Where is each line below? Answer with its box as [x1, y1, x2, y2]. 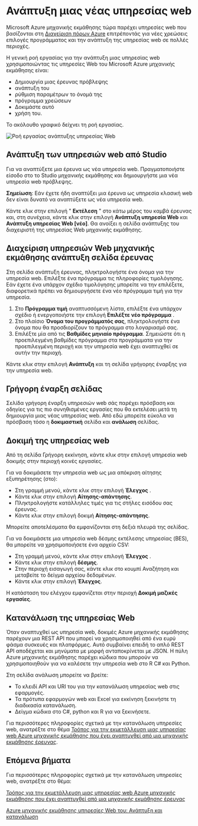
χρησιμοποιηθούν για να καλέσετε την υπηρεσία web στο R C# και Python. [6, 660, 191, 667]
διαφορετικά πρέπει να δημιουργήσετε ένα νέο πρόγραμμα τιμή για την [6, 287, 183, 294]
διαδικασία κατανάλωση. [14, 702, 77, 709]
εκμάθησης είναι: [6, 66, 49, 73]
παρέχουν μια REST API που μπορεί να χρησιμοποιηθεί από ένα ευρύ [6, 635, 176, 642]
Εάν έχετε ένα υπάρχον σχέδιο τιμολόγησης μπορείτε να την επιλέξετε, [6, 281, 184, 288]
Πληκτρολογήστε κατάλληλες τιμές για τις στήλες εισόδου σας [14, 499, 173, 507]
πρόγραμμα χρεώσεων [14, 97, 72, 104]
